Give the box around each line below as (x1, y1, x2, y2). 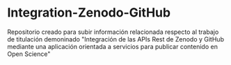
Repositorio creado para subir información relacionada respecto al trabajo (7, 28, 219, 36)
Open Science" (7, 50, 51, 58)
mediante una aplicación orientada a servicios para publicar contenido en (7, 42, 218, 50)
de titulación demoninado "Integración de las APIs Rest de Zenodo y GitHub (7, 35, 225, 43)
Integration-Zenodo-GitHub (7, 5, 171, 21)
